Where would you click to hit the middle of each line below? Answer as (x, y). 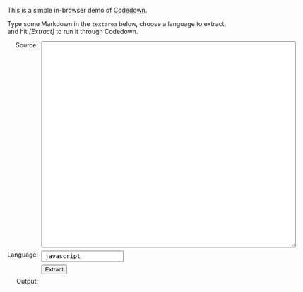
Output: (28, 281)
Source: (27, 45)
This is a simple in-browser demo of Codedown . (77, 10)
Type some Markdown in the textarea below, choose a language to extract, (117, 24)
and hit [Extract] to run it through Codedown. (73, 31)
